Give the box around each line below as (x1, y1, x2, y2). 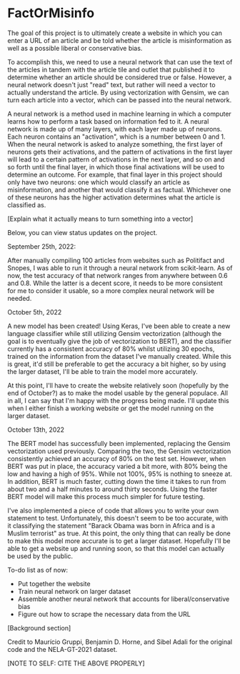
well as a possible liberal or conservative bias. (7, 44, 143, 52)
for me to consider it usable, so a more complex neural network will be (7, 286, 215, 294)
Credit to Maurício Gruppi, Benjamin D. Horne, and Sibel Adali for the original (7, 638, 233, 646)
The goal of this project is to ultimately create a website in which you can (7, 29, 223, 37)
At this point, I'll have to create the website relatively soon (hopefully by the (7, 381, 229, 390)
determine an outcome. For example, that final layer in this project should (7, 170, 223, 179)
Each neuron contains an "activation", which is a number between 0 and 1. (7, 132, 226, 141)
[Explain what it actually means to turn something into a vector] (7, 214, 194, 223)
